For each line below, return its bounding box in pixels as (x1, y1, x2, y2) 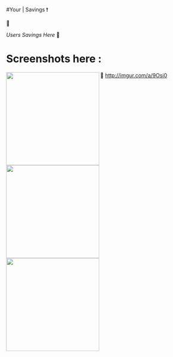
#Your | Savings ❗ (6, 6, 49, 13)
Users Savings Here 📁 (6, 32, 60, 38)
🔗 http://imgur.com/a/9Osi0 (100, 71, 168, 79)
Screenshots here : (6, 52, 102, 65)
